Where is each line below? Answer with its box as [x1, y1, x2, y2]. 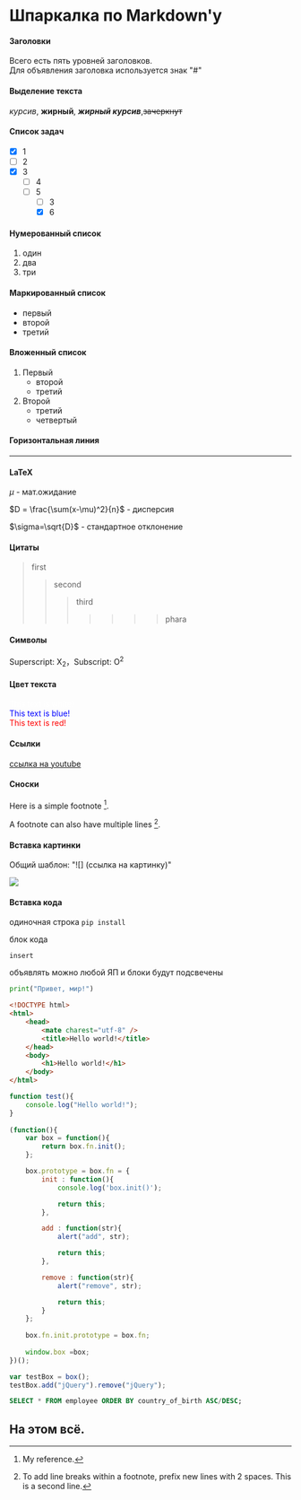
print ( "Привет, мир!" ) [9, 984, 94, 994]
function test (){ [9, 1092, 74, 1102]
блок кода [9, 934, 48, 945]
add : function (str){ [41, 1224, 123, 1234]
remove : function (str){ [41, 1273, 134, 1282]
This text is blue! [9, 708, 70, 719]
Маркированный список [9, 288, 106, 299]
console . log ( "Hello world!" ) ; [25, 1100, 139, 1109]
